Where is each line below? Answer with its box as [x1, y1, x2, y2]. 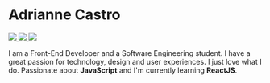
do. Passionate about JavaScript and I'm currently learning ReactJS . [8, 65, 238, 75]
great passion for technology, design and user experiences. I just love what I [8, 57, 262, 66]
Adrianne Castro [8, 6, 121, 24]
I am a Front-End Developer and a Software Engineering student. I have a [8, 48, 251, 57]
